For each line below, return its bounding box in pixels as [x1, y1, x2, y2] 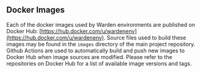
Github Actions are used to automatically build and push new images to [6, 47, 185, 54]
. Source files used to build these [103, 33, 186, 41]
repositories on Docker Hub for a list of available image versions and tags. [6, 60, 192, 67]
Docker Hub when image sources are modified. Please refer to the [6, 53, 172, 60]
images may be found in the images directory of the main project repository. [6, 40, 196, 47]
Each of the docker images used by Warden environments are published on [6, 21, 196, 28]
